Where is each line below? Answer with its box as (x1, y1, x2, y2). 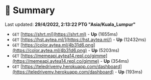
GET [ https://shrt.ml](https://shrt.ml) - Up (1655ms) (12, 31, 118, 37)
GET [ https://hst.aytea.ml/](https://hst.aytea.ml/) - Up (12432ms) (12, 36, 146, 43)
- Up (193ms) (115, 68, 143, 75)
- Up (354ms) (100, 58, 129, 64)
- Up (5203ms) (88, 47, 119, 53)
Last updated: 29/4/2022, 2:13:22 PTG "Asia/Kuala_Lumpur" (5, 21, 136, 27)
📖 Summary (5, 5, 55, 16)
